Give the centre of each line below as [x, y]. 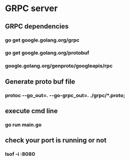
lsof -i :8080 [20, 154]
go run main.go [24, 125]
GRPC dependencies [37, 26]
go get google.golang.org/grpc [42, 40]
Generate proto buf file [40, 81]
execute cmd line [32, 111]
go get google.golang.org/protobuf [47, 53]
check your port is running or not [56, 140]
